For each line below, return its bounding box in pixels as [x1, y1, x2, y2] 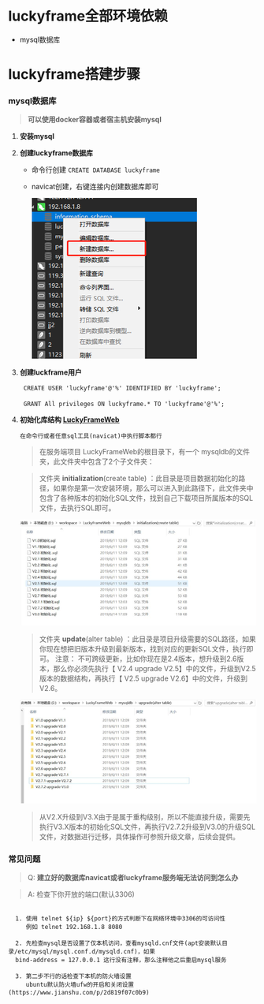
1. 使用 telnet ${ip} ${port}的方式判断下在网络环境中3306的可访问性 [15, 915, 226, 923]
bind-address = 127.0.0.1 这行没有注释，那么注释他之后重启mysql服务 [15, 956, 227, 965]
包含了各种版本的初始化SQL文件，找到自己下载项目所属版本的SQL [39, 494, 254, 503]
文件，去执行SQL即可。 [39, 503, 116, 513]
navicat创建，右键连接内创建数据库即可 [31, 182, 159, 192]
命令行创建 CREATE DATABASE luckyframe [31, 165, 160, 174]
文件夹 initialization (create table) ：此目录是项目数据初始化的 [39, 474, 239, 483]
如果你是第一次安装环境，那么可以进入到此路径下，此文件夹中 [53, 483, 254, 493]
